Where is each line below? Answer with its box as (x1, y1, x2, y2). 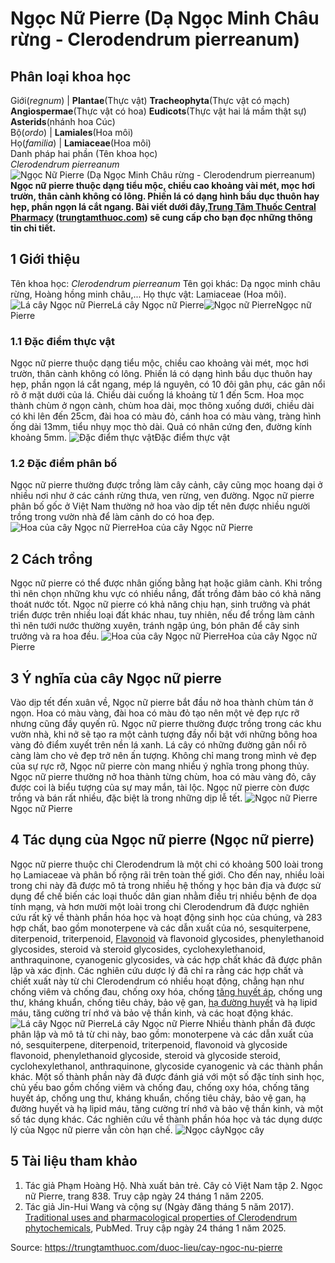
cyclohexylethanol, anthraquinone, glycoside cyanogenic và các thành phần (10, 1060, 324, 1072)
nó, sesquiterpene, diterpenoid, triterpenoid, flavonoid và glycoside (10, 1038, 288, 1051)
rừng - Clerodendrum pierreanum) (10, 28, 301, 51)
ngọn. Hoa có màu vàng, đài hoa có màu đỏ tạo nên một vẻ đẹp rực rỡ (10, 707, 300, 719)
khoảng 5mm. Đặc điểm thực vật (10, 432, 231, 444)
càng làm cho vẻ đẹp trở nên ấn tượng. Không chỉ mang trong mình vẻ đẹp (10, 750, 317, 762)
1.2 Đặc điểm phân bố (10, 457, 118, 471)
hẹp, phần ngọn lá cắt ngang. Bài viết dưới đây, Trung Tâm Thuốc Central (10, 201, 317, 212)
